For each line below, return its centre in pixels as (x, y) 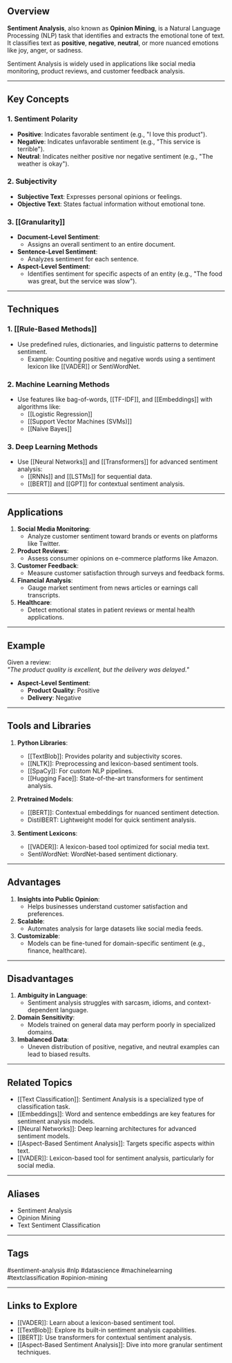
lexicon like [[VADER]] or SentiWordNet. (84, 366)
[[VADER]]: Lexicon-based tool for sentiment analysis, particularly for (115, 1158)
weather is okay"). (43, 164)
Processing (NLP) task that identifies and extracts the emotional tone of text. (116, 35)
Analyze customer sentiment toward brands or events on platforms (123, 536)
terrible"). (31, 149)
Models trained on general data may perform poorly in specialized (122, 1025)
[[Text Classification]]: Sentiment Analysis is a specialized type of (110, 1099)
